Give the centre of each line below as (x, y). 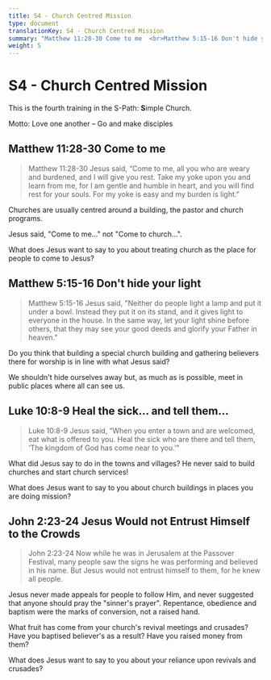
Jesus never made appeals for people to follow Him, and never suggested (131, 594)
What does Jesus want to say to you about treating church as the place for (132, 249)
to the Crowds (44, 534)
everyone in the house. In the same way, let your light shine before (139, 320)
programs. (25, 218)
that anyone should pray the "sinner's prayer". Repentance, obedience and (132, 603)
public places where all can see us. (67, 386)
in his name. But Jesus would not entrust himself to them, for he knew (144, 570)
